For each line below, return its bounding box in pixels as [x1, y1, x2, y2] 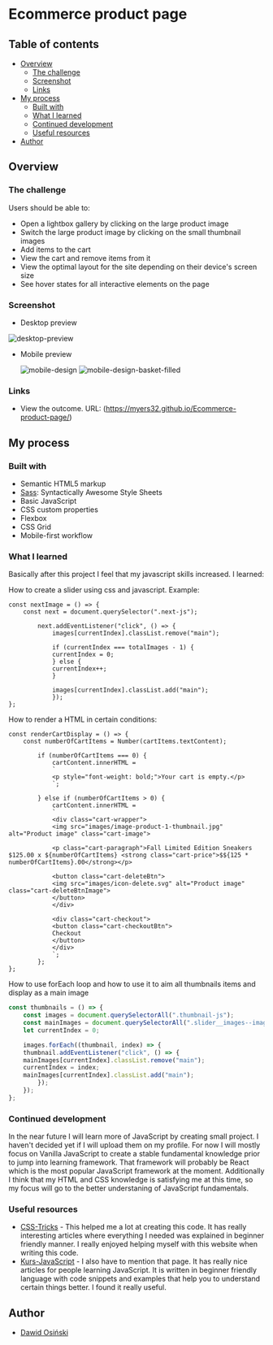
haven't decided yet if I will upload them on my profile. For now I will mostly [8, 1140, 261, 1150]
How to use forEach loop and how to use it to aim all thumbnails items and [8, 979, 256, 989]
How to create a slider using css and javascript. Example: [8, 585, 200, 595]
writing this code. [19, 1248, 79, 1258]
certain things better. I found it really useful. [19, 1282, 167, 1292]
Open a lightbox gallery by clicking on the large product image [19, 219, 229, 228]
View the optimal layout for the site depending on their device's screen [19, 262, 258, 271]
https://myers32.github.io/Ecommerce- [105, 404, 237, 414]
